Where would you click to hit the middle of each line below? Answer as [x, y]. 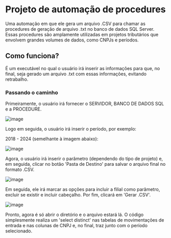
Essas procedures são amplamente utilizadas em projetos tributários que [82, 34]
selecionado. [19, 231]
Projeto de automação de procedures [86, 9]
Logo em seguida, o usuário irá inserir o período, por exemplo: [71, 129]
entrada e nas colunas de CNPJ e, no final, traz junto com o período [77, 226]
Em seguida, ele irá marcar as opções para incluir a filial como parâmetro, [83, 189]
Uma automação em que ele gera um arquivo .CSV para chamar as [75, 24]
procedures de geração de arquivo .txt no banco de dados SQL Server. [80, 29]
